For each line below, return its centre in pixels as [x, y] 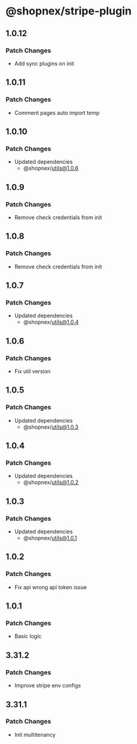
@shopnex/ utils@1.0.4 [51, 322]
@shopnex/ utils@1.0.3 [51, 427]
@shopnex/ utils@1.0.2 [51, 482]
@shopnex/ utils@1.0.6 [51, 168]
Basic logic [28, 636]
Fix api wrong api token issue [50, 587]
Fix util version [32, 371]
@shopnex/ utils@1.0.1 [50, 538]
